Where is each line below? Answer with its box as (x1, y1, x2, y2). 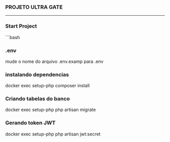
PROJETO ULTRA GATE (5, 4, 63, 11)
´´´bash (5, 34, 20, 40)
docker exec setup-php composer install (5, 83, 90, 89)
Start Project (5, 23, 37, 30)
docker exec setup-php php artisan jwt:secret (5, 131, 101, 137)
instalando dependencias (5, 71, 69, 78)
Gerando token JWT (5, 119, 56, 126)
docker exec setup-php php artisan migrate (5, 106, 96, 113)
